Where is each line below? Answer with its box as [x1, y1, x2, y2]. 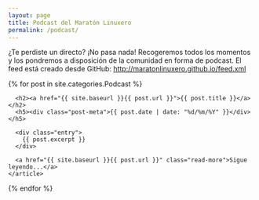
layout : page [8, 11, 51, 20]
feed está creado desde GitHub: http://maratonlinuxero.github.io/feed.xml [8, 64, 246, 74]
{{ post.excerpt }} [22, 136, 86, 144]
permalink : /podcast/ [8, 26, 79, 34]
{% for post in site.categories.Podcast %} [8, 79, 143, 89]
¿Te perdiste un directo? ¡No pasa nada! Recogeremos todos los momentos [8, 48, 251, 57]
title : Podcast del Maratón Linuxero [8, 19, 132, 27]
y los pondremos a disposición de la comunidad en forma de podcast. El [8, 56, 242, 65]
